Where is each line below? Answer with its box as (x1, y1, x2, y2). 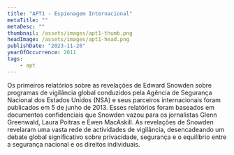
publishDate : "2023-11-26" (7, 42, 86, 49)
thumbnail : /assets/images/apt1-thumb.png (7, 29, 133, 37)
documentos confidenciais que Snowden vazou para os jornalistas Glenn (7, 111, 217, 119)
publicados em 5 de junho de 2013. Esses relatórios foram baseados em (7, 103, 215, 111)
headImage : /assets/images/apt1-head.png (7, 36, 130, 43)
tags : (7, 56, 23, 63)
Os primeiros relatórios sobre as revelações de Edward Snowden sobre (7, 81, 212, 89)
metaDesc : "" (7, 23, 45, 30)
